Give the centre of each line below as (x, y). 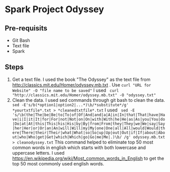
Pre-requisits (26, 28)
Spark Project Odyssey (54, 9)
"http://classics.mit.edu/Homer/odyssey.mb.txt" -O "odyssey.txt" (84, 95)
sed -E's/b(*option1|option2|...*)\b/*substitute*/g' (70, 105)
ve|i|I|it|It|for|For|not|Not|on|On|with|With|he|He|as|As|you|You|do (89, 119)
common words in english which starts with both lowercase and (79, 147)
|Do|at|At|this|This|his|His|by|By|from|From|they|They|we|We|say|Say (89, 124)
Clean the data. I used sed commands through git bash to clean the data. (89, 100)
